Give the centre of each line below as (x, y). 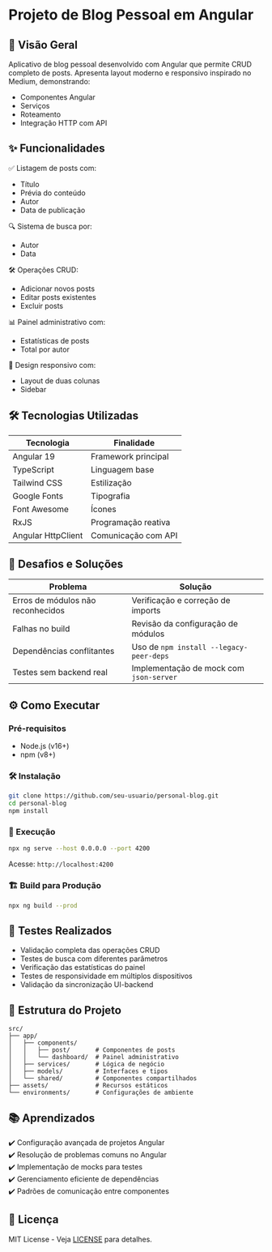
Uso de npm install (169, 647)
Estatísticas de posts (55, 340)
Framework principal (130, 456)
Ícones (104, 509)
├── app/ (23, 1036)
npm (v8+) (38, 754)
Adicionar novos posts (57, 288)
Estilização (111, 482)
